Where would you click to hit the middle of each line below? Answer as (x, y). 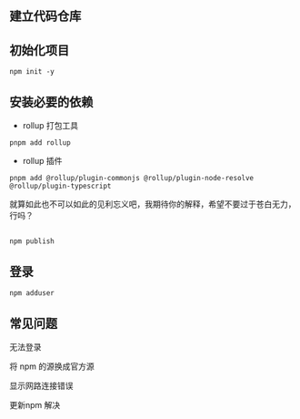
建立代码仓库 (45, 16)
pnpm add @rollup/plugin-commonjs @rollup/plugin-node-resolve (132, 179)
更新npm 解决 (35, 405)
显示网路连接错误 (41, 386)
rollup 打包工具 (50, 126)
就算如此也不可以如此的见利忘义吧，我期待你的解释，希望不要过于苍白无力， (153, 204)
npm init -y (32, 72)
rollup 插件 (42, 161)
